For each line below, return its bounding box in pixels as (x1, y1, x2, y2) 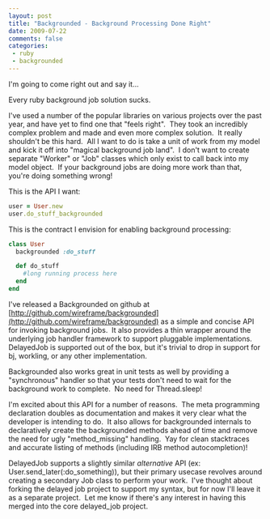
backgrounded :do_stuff (15, 248, 95, 256)
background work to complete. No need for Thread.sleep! (8, 384, 202, 394)
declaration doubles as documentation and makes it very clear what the (8, 408, 247, 418)
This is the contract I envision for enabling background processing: (8, 224, 232, 234)
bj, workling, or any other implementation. (8, 351, 147, 360)
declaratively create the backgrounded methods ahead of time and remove (8, 425, 258, 435)
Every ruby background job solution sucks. (8, 95, 151, 104)
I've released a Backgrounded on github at (8, 299, 150, 308)
